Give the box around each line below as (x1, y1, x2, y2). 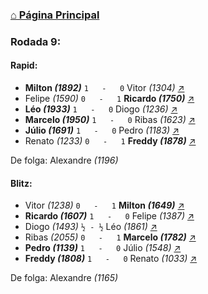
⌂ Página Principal (10, 8, 100, 22)
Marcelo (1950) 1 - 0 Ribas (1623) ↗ (24, 114, 196, 126)
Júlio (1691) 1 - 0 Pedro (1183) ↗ (24, 124, 180, 137)
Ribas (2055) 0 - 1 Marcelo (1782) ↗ (24, 231, 197, 243)
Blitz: (10, 177, 33, 189)
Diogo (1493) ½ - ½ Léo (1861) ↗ (24, 221, 158, 233)
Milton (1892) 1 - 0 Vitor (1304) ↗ (24, 82, 185, 94)
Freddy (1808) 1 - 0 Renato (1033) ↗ (24, 253, 198, 265)
